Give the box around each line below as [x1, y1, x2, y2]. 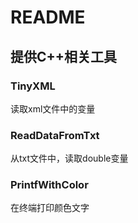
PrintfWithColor [10, 178, 89, 192]
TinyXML [10, 79, 56, 93]
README [10, 6, 86, 29]
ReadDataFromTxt [10, 128, 100, 142]
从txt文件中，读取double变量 [10, 152, 129, 165]
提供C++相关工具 [10, 48, 118, 65]
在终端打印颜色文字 [10, 202, 90, 214]
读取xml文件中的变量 [10, 102, 96, 115]
